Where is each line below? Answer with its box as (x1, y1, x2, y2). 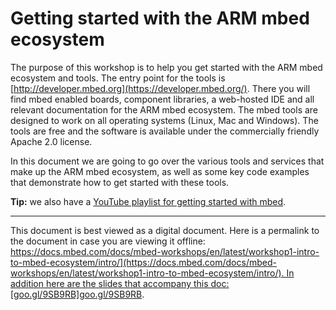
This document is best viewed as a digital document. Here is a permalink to (10, 224, 320, 236)
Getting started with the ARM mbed (10, 7, 310, 30)
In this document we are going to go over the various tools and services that (10, 155, 325, 167)
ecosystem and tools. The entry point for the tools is (10, 72, 226, 84)
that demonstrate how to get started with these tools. (10, 176, 230, 188)
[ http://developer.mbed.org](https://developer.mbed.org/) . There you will (10, 82, 311, 94)
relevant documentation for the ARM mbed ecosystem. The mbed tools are (10, 103, 319, 116)
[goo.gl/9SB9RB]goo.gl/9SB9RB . (10, 288, 145, 300)
